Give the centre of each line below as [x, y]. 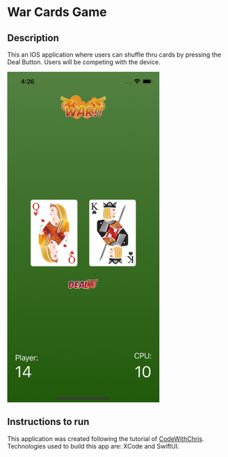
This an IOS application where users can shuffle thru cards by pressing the [114, 54]
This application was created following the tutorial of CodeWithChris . [106, 439]
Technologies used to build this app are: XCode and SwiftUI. [93, 446]
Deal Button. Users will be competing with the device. [84, 62]
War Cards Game [57, 12]
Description [33, 38]
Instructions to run [48, 422]
